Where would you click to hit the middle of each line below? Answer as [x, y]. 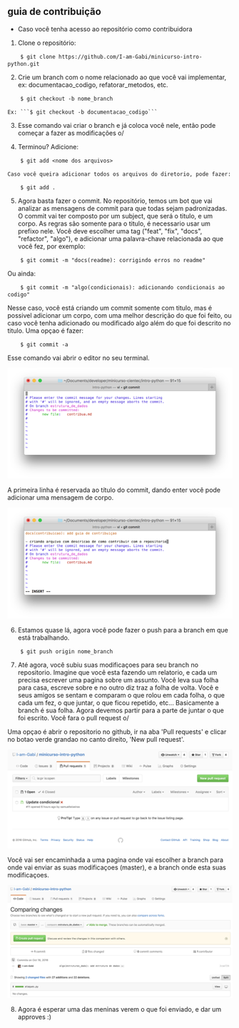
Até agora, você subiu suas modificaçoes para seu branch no [108, 665]
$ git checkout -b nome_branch [67, 99]
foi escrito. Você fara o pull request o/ [73, 717]
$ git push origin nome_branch [67, 651]
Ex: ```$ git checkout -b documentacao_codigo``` [83, 112]
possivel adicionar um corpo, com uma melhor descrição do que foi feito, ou [119, 315]
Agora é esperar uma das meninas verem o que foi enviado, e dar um [119, 1009]
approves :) [35, 1017]
